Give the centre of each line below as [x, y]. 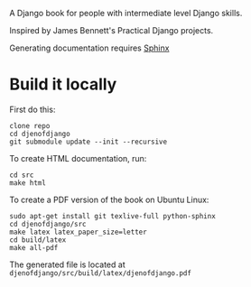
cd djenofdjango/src [48, 224]
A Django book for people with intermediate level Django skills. [126, 13]
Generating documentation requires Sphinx [89, 48]
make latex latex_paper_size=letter [78, 232]
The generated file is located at [67, 264]
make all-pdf [34, 247]
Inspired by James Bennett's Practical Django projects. [112, 30]
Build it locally [63, 84]
